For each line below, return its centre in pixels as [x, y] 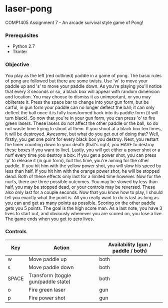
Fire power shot [47, 298]
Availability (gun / [130, 244]
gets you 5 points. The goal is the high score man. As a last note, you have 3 [84, 208]
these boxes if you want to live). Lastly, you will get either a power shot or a [83, 150]
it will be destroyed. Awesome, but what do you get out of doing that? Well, [82, 134]
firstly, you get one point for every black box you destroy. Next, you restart [82, 139]
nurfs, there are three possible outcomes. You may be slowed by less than [81, 181]
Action [61, 248]
